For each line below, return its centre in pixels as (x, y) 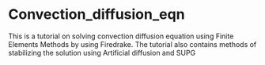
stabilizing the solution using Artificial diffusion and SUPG (102, 52)
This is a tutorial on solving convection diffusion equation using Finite (121, 36)
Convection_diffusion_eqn (97, 14)
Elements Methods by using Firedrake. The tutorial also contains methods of (132, 44)
